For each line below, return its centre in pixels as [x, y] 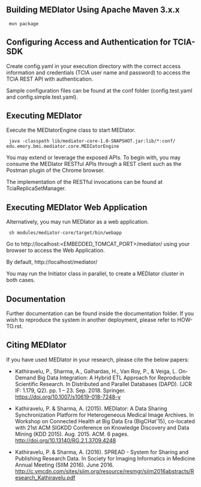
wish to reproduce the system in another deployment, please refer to [91, 320]
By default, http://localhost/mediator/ [52, 262]
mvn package [24, 23]
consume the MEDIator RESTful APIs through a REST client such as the [94, 164]
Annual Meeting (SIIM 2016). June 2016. [64, 465]
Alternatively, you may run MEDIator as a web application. [77, 222]
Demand [25, 378]
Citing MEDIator [37, 345]
